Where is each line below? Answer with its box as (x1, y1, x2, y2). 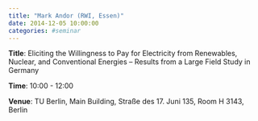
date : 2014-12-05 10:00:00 (8, 19, 99, 27)
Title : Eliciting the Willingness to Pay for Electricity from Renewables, (8, 49, 238, 58)
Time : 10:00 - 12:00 (8, 81, 74, 91)
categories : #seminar (8, 26, 81, 34)
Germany (8, 66, 40, 75)
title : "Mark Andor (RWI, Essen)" (8, 11, 125, 20)
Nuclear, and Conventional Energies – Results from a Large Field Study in (8, 57, 251, 67)
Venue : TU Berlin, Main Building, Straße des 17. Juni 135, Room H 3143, (8, 97, 244, 107)
